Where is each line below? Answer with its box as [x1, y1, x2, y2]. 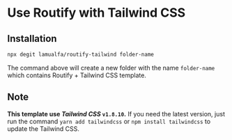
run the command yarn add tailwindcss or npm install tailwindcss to [7, 117, 211, 125]
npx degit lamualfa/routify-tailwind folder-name [7, 51, 155, 58]
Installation [7, 33, 57, 45]
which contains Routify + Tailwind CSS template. [7, 71, 146, 79]
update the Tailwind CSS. [7, 124, 80, 133]
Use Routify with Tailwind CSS [7, 5, 186, 21]
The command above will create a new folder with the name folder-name [7, 63, 215, 72]
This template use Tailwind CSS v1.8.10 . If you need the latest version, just [7, 109, 225, 118]
